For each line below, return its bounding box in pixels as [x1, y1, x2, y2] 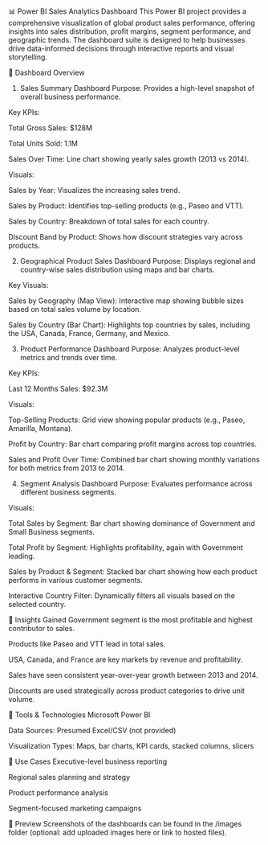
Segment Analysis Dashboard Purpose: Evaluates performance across [19, 479, 253, 488]
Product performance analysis [8, 788, 108, 798]
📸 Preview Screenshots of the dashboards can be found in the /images [8, 819, 242, 828]
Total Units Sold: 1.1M [8, 139, 79, 148]
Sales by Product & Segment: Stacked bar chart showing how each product [8, 567, 258, 576]
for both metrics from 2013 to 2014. [8, 463, 126, 473]
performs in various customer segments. [8, 576, 143, 585]
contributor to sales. [8, 624, 75, 633]
